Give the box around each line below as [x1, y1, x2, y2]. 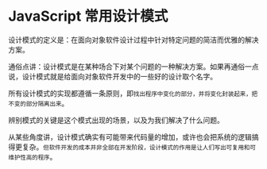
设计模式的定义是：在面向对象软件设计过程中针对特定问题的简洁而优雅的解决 [8, 35, 259, 44]
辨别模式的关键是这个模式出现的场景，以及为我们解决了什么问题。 [8, 115, 224, 125]
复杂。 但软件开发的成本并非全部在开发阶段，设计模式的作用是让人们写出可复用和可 [21, 142, 257, 152]
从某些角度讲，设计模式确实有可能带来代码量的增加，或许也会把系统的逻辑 [8, 132, 252, 141]
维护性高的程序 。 [8, 152, 57, 161]
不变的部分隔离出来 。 [8, 98, 69, 108]
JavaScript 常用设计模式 [8, 7, 168, 25]
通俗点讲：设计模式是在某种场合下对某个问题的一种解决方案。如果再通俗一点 [8, 61, 259, 71]
